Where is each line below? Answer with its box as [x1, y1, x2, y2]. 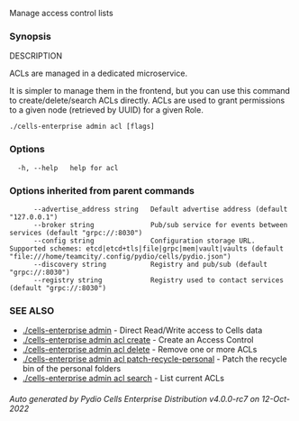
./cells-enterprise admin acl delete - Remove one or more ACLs [22, 344, 258, 355]
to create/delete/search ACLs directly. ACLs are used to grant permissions [9, 95, 285, 106]
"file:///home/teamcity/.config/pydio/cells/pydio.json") [9, 252, 231, 261]
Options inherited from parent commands [9, 184, 195, 197]
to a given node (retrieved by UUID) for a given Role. [9, 105, 204, 115]
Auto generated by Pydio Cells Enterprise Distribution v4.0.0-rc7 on [9, 393, 260, 404]
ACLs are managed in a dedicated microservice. [9, 68, 187, 79]
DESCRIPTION [9, 50, 63, 61]
